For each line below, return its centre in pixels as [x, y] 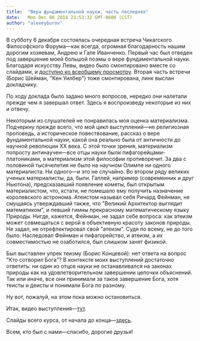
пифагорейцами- [144, 152]
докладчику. [22, 85]
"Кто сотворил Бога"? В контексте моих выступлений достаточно [90, 260]
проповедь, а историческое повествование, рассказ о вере [83, 133]
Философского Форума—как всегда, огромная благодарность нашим [96, 46]
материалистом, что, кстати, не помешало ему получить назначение [95, 191]
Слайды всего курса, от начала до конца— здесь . [69, 320]
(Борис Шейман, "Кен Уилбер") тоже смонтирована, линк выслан [90, 78]
